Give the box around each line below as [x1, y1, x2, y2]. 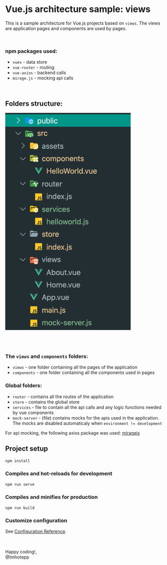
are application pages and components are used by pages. [5, 25, 127, 31]
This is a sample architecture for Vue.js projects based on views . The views [5, 20, 160, 26]
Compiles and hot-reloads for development [5, 470, 113, 477]
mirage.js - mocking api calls [12, 75, 74, 81]
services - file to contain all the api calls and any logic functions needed [12, 404, 162, 410]
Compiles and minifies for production [5, 493, 98, 500]
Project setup [5, 445, 49, 453]
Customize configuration [5, 517, 68, 524]
